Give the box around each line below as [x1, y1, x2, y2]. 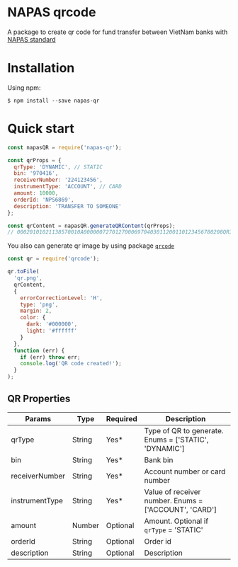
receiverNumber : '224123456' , [13, 176, 103, 184]
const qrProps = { [7, 156, 62, 164]
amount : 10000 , [13, 190, 59, 197]
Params [24, 413, 52, 423]
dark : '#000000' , [25, 321, 78, 328]
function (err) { [13, 347, 65, 354]
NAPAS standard [7, 35, 56, 43]
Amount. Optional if [144, 516, 209, 526]
